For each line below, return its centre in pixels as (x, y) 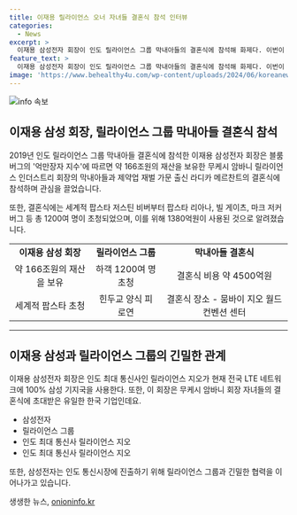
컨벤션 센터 (225, 312)
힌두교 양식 (121, 299)
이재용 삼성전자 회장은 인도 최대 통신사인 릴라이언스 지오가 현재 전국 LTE (133, 378)
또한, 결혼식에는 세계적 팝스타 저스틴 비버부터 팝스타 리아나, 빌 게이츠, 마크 (137, 207)
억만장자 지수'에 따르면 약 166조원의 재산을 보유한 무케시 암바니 (144, 166)
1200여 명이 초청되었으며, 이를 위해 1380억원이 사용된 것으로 (149, 218)
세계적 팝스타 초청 (50, 305)
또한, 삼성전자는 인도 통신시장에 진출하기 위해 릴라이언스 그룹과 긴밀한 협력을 (141, 472)
